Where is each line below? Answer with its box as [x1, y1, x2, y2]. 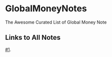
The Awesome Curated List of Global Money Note [5, 19, 107, 25]
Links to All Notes [5, 33, 61, 42]
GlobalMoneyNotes [5, 3, 87, 14]
